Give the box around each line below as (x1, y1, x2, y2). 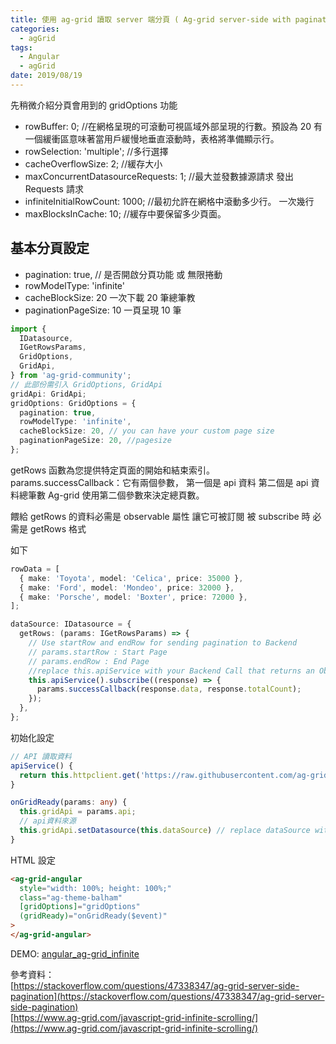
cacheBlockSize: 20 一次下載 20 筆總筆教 (24, 291, 196, 303)
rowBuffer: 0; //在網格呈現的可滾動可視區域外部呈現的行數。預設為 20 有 (24, 120, 323, 132)
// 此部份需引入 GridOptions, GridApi (10, 379, 163, 390)
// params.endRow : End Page (28, 656, 150, 666)
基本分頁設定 (10, 240, 90, 257)
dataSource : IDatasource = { (10, 619, 132, 630)
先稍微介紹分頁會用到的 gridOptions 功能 (10, 99, 178, 111)
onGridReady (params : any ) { (10, 797, 128, 808)
